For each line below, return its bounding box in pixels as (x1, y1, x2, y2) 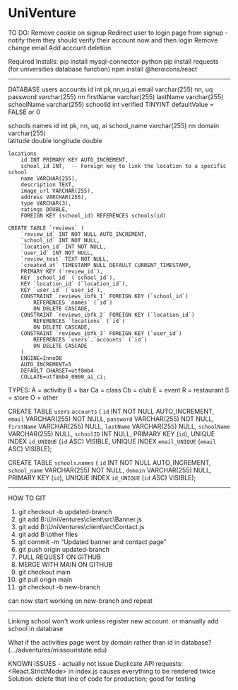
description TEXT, (20, 181, 75, 188)
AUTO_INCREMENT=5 (20, 361, 72, 368)
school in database (8, 624, 64, 633)
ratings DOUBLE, (20, 205, 69, 213)
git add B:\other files (18, 530, 78, 538)
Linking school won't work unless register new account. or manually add (8, 616, 219, 625)
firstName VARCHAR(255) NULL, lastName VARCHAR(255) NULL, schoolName (8, 422, 230, 430)
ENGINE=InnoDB (20, 354, 62, 362)
